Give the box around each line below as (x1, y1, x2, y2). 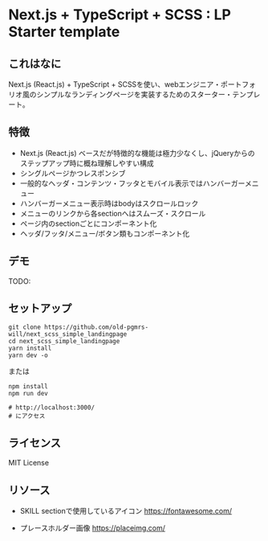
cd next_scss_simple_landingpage (8, 338, 120, 346)
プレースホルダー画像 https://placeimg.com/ (19, 523, 166, 533)
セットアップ (8, 301, 72, 315)
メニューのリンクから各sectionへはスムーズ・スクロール (19, 208, 206, 218)
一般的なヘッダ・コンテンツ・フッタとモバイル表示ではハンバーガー (19, 178, 246, 188)
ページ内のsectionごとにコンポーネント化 (19, 219, 157, 228)
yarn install (8, 344, 52, 353)
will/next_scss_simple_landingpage (8, 330, 128, 338)
